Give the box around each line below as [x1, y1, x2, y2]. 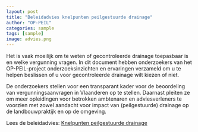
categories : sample [6, 25, 55, 31]
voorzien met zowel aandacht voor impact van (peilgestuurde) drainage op [6, 102, 189, 108]
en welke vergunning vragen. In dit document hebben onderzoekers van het [6, 59, 192, 66]
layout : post [6, 8, 39, 15]
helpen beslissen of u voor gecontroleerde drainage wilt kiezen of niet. [6, 72, 180, 78]
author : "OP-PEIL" [6, 20, 52, 25]
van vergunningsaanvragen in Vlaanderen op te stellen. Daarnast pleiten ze [6, 89, 190, 96]
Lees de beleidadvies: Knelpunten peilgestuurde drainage [6, 120, 147, 126]
